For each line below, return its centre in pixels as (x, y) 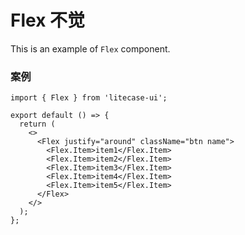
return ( (37, 124)
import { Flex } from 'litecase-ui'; (89, 98)
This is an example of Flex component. (90, 48)
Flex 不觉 (48, 20)
